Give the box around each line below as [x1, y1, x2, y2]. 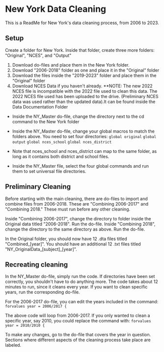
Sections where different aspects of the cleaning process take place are [5, 337, 151, 343]
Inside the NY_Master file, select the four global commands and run [12, 163, 149, 169]
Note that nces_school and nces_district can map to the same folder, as [12, 148, 157, 154]
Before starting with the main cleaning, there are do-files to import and [5, 196, 148, 202]
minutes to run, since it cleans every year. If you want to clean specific [5, 284, 148, 290]
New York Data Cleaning [5, 3, 107, 15]
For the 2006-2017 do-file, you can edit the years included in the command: [5, 299, 159, 305]
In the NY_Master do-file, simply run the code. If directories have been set [5, 274, 155, 280]
